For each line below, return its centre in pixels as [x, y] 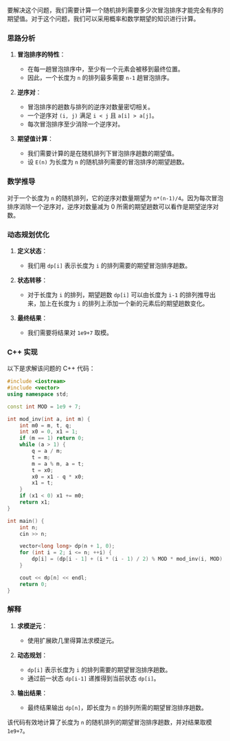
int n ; [29, 527]
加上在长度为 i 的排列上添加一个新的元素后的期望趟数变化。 [124, 303]
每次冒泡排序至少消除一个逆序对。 [76, 124]
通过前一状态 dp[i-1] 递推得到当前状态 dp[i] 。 [93, 678]
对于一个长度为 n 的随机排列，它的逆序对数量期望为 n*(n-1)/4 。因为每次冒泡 [115, 197]
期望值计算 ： [35, 139]
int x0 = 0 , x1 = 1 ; [49, 432]
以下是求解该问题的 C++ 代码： [51, 368]
